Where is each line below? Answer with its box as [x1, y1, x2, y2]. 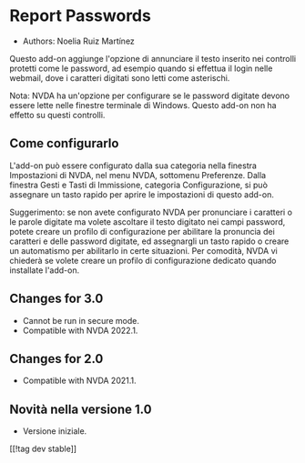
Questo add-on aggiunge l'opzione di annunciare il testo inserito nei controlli [9, 53, 297, 64]
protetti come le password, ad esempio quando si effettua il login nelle [9, 63, 273, 74]
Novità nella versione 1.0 [9, 401, 152, 417]
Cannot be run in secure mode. [22, 315, 139, 326]
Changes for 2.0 [9, 351, 104, 367]
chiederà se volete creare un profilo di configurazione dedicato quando [9, 255, 277, 266]
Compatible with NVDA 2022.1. [22, 325, 138, 336]
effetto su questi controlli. [9, 109, 106, 120]
